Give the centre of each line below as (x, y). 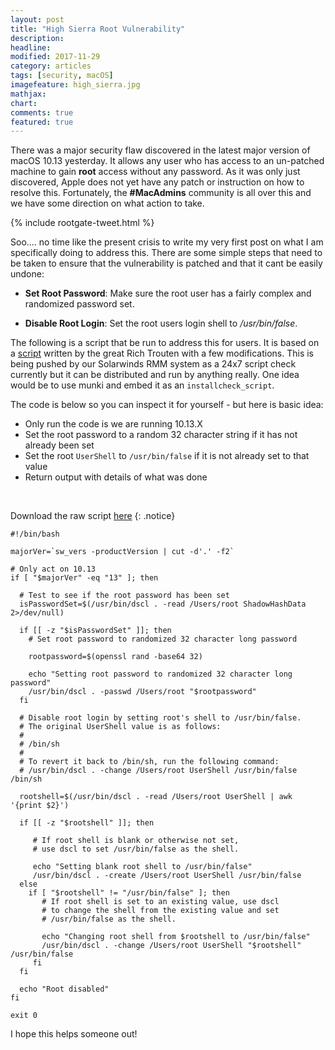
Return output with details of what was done (116, 477)
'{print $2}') (40, 806)
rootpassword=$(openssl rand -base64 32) (115, 657)
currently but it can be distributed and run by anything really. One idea (155, 375)
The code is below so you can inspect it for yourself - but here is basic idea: (167, 405)
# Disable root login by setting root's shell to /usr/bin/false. (160, 718)
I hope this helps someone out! (74, 1034)
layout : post (37, 19)
